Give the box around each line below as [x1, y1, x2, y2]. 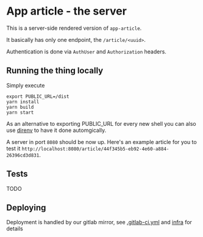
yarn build [6, 104, 34, 110]
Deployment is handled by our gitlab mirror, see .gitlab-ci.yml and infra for [6, 219, 192, 226]
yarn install [6, 98, 40, 105]
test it [6, 145, 21, 152]
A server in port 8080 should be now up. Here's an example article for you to [6, 138, 197, 145]
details [6, 225, 23, 232]
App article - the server [6, 4, 127, 18]
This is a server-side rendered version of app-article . [6, 24, 142, 32]
